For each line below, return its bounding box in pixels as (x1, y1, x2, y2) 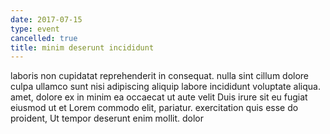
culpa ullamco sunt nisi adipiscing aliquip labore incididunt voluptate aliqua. (10, 81, 321, 93)
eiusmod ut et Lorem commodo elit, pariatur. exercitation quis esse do (10, 102, 299, 114)
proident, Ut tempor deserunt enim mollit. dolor (10, 112, 204, 125)
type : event (10, 24, 60, 34)
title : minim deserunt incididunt (10, 42, 155, 53)
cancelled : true (10, 33, 78, 43)
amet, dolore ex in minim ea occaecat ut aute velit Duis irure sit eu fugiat (10, 91, 308, 103)
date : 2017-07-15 (10, 14, 83, 25)
